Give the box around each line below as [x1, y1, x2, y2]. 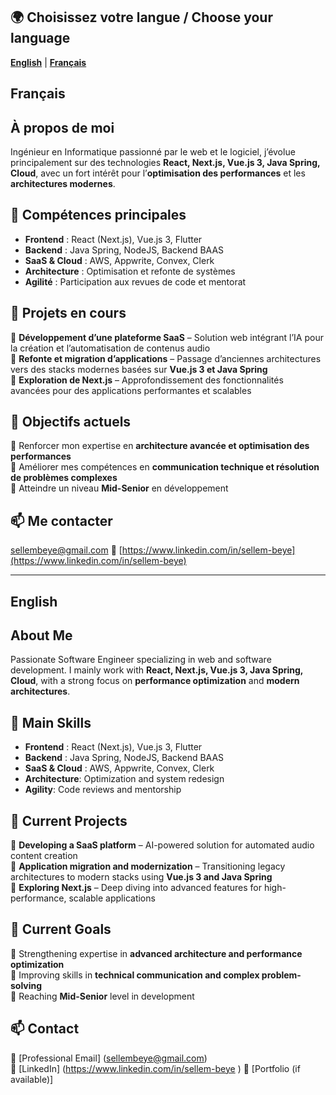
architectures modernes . [10, 178, 116, 190]
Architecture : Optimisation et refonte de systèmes [24, 265, 236, 277]
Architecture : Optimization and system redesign [24, 773, 225, 785]
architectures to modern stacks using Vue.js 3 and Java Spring [10, 871, 273, 883]
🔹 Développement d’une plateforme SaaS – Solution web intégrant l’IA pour [10, 331, 324, 343]
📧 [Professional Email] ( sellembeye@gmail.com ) [10, 1052, 208, 1064]
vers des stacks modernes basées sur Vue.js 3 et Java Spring [10, 363, 268, 375]
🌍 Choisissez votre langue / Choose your [10, 9, 273, 26]
